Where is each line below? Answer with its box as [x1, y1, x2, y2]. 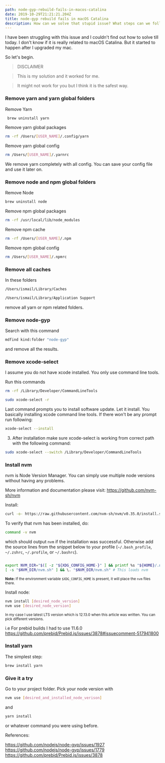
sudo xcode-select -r [5, 397, 50, 402]
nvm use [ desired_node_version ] [5, 603, 71, 608]
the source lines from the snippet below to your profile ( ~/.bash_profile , [5, 544, 152, 550]
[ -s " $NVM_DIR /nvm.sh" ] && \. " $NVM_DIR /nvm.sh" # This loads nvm [5, 567, 148, 572]
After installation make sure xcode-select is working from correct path [12, 435, 155, 441]
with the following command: [12, 440, 71, 447]
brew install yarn [5, 663, 43, 668]
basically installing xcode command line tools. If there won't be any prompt [5, 412, 157, 418]
